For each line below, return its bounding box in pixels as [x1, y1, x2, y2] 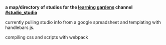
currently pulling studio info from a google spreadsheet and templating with [5, 19, 161, 25]
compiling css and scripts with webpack [5, 34, 88, 40]
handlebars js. [5, 24, 35, 30]
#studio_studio [5, 9, 38, 15]
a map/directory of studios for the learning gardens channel [5, 4, 133, 10]
